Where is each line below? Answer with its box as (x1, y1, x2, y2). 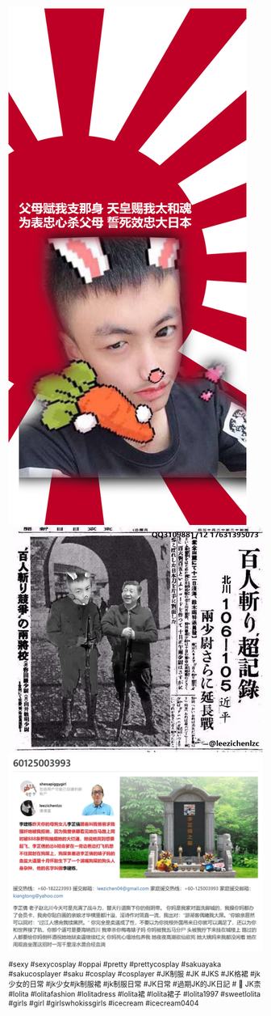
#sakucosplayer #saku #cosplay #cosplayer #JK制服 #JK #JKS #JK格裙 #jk (8, 969, 261, 979)
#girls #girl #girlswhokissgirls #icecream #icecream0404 (8, 998, 199, 1008)
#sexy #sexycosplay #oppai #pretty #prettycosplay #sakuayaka (8, 959, 222, 969)
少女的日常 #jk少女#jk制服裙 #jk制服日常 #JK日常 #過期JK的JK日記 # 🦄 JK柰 (8, 979, 261, 989)
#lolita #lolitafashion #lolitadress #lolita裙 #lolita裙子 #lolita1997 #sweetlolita (8, 989, 261, 999)
